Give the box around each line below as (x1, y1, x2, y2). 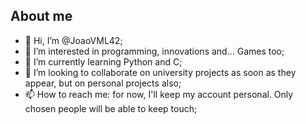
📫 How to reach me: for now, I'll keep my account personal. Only (24, 88, 294, 100)
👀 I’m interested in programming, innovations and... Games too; (24, 45, 285, 57)
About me (10, 8, 73, 25)
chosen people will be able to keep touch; (24, 102, 198, 114)
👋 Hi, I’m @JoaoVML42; (24, 34, 123, 46)
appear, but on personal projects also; (24, 77, 182, 89)
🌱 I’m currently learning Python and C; (24, 55, 183, 68)
